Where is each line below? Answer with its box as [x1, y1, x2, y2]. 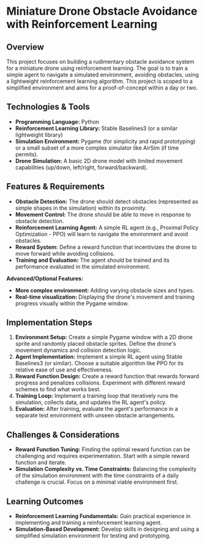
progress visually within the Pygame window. [15, 299, 129, 307]
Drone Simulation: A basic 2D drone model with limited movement [15, 157, 183, 164]
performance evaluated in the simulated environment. [15, 262, 151, 270]
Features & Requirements [6, 181, 105, 192]
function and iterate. [15, 459, 67, 467]
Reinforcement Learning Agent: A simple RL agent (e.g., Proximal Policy [15, 224, 199, 231]
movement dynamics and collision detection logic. [15, 346, 142, 354]
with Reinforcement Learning [6, 17, 158, 31]
